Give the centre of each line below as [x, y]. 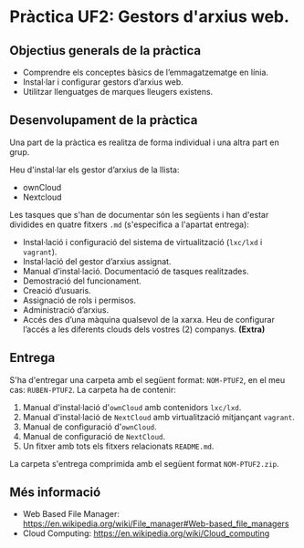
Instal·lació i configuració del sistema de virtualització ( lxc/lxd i [142, 242]
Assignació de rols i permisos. [79, 300]
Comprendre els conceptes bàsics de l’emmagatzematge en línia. [146, 72]
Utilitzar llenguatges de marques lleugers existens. [118, 92]
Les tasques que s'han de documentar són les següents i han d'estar [139, 214]
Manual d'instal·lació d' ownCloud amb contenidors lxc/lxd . [132, 407]
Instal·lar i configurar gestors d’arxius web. [103, 82]
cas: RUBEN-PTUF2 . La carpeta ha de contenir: [93, 389]
